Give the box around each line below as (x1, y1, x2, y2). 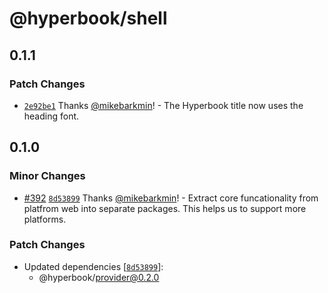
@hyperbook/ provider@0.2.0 (38, 271, 160, 283)
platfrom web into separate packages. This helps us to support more (23, 202, 307, 214)
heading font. (23, 110, 80, 122)
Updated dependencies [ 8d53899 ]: (23, 260, 164, 272)
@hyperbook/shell (9, 7, 168, 30)
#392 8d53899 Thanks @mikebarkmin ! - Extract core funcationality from (23, 192, 319, 204)
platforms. (23, 213, 67, 225)
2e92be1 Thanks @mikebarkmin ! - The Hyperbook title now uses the (23, 99, 304, 111)
